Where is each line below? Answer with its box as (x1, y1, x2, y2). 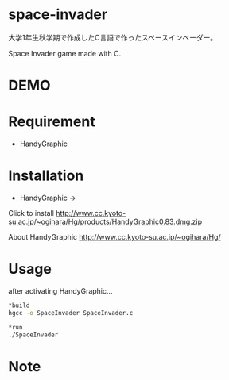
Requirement (8, 113, 95, 131)
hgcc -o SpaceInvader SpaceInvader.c (8, 309, 134, 317)
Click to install (8, 209, 54, 217)
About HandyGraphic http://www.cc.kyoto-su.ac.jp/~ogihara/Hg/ (8, 232, 221, 241)
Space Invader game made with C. (8, 48, 122, 58)
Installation (8, 167, 84, 185)
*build (8, 301, 30, 309)
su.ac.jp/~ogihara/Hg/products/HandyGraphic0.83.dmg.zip (8, 217, 203, 226)
